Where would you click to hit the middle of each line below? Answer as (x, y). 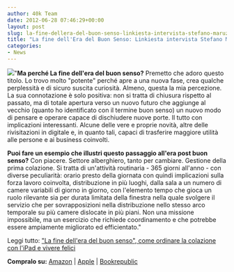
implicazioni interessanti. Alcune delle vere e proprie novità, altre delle (108, 125)
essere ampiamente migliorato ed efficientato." (74, 227)
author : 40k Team (32, 14)
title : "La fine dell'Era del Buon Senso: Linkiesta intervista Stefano (115, 40)
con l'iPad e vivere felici (41, 248)
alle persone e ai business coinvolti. (58, 139)
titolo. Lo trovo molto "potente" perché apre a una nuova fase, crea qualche (116, 80)
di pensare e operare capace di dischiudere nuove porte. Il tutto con (105, 117)
